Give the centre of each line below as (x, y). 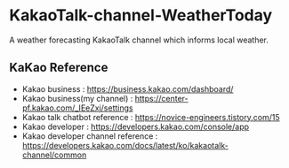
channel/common (54, 155)
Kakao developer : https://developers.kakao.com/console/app (136, 126)
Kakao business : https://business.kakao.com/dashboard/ (128, 88)
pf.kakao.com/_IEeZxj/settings (77, 108)
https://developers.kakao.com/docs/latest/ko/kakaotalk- (125, 145)
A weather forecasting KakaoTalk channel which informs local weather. (139, 40)
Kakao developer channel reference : (90, 136)
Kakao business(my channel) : (77, 98)
